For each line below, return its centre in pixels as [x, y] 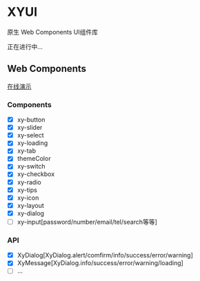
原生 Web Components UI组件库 [53, 32]
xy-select [30, 135]
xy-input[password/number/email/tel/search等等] [87, 222]
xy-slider [30, 128]
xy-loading [32, 143]
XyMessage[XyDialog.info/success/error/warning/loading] [100, 263]
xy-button [31, 120]
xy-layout [31, 205]
